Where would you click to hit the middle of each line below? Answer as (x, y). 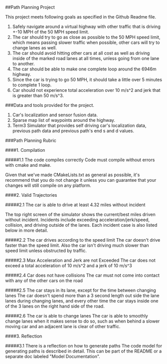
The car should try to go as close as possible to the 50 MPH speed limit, (86, 37)
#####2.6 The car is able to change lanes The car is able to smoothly (77, 316)
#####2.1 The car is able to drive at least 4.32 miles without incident (75, 205)
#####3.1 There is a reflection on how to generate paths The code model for (84, 346)
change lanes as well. (35, 48)
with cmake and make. (28, 165)
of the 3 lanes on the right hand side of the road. (55, 306)
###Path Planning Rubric (31, 140)
